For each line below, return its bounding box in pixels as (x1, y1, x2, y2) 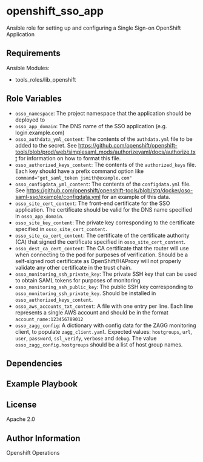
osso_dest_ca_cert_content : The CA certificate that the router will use (15, 244, 189, 252)
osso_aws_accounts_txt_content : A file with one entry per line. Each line (15, 302, 193, 310)
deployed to (15, 116, 45, 123)
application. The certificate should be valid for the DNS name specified (15, 206, 193, 213)
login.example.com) (15, 129, 65, 136)
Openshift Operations (6, 449, 60, 456)
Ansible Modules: (6, 64, 50, 71)
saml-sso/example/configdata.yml (15, 193, 101, 200)
